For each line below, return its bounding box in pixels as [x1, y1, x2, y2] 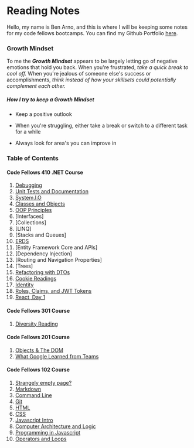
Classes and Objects [15, 200, 65, 207]
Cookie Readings [15, 275, 57, 282]
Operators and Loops [15, 435, 67, 442]
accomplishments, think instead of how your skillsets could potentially [6, 76, 176, 83]
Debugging [15, 182, 43, 189]
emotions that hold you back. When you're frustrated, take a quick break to [6, 64, 189, 71]
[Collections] [15, 219, 46, 226]
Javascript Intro [15, 416, 53, 423]
